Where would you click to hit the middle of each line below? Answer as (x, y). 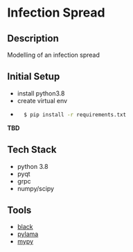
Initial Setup (34, 76)
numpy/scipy (35, 188)
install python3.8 (41, 93)
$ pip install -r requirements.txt (75, 115)
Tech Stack (32, 150)
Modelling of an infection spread (54, 55)
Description (33, 38)
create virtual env (42, 100)
